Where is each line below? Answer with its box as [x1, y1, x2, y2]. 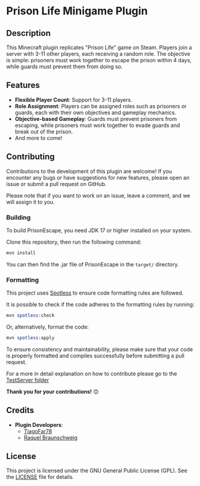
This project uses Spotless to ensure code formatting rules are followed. [6, 289, 184, 297]
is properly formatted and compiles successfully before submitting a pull [6, 352, 185, 359]
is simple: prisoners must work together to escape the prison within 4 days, [6, 57, 192, 63]
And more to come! [14, 134, 63, 141]
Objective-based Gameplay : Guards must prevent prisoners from [14, 115, 177, 122]
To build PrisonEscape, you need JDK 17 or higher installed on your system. [6, 226, 192, 234]
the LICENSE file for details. [6, 473, 75, 481]
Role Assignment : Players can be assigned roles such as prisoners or [14, 102, 187, 110]
